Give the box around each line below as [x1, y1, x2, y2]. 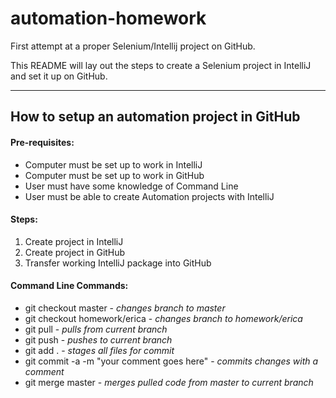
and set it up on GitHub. [10, 70, 108, 82]
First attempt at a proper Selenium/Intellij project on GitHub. [10, 40, 256, 52]
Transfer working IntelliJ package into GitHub [24, 257, 212, 269]
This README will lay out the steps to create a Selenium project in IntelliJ [10, 59, 312, 71]
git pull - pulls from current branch [24, 323, 168, 335]
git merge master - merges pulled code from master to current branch [24, 376, 314, 388]
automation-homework [10, 7, 207, 30]
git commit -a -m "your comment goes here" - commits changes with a [24, 355, 319, 367]
